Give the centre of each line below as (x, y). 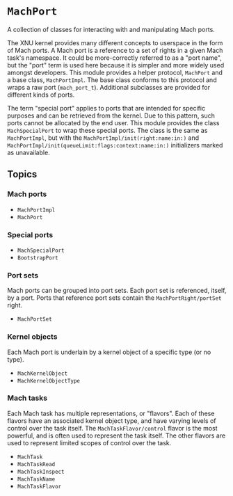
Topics (22, 174)
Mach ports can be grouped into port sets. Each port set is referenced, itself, (117, 291)
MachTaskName (36, 479)
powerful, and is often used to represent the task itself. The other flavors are (116, 435)
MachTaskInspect (41, 472)
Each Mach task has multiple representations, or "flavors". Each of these (111, 413)
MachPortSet (34, 319)
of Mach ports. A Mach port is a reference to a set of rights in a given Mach (115, 50)
